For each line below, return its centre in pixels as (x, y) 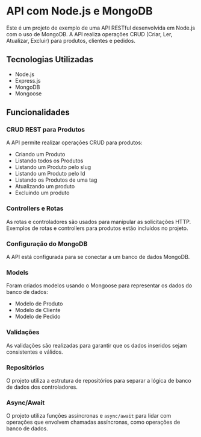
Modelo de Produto (39, 304)
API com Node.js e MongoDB (80, 11)
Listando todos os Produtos (49, 161)
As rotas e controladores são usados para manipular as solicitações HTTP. (99, 222)
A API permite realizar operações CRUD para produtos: (74, 142)
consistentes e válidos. (35, 352)
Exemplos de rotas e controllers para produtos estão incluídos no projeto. (97, 228)
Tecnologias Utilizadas (50, 59)
